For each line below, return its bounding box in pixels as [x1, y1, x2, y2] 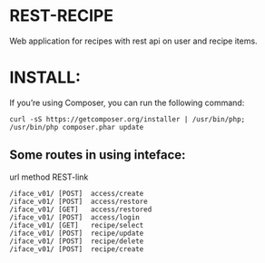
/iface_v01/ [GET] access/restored [9, 205, 152, 214]
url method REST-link [9, 171, 89, 182]
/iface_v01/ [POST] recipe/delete [9, 237, 144, 246]
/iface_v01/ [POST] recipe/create [9, 244, 144, 254]
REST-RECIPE [9, 5, 113, 26]
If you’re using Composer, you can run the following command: [9, 97, 245, 108]
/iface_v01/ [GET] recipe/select [9, 220, 144, 229]
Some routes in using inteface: [9, 147, 186, 163]
